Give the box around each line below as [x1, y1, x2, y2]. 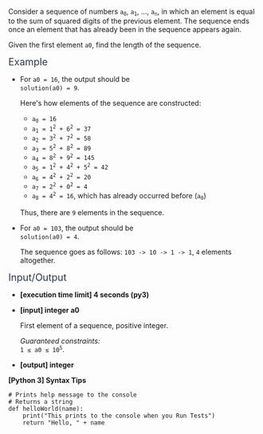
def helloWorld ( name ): [8, 405, 84, 412]
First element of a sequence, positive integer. [19, 320, 169, 330]
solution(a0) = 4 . [19, 231, 80, 241]
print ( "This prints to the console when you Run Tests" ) [22, 412, 216, 420]
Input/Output [8, 271, 67, 283]
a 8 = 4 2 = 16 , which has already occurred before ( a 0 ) [31, 191, 207, 201]
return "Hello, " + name [22, 418, 105, 427]
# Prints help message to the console [8, 390, 137, 399]
